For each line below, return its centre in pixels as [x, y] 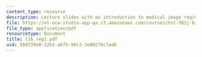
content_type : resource [36, 12]
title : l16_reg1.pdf [32, 39]
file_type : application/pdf [41, 28]
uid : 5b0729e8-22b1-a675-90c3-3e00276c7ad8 [62, 45]
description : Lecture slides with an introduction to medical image [94, 17]
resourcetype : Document [36, 34]
